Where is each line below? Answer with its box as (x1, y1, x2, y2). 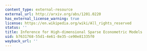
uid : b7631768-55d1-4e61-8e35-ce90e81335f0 (5, 34, 95, 39)
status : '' (5, 25, 27, 30)
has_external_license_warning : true (5, 16, 79, 21)
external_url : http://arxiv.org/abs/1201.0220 (5, 12, 101, 17)
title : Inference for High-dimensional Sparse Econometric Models (5, 30, 143, 34)
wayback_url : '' (5, 39, 38, 44)
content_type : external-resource (5, 7, 73, 12)
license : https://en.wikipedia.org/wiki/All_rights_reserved (5, 20, 132, 26)
